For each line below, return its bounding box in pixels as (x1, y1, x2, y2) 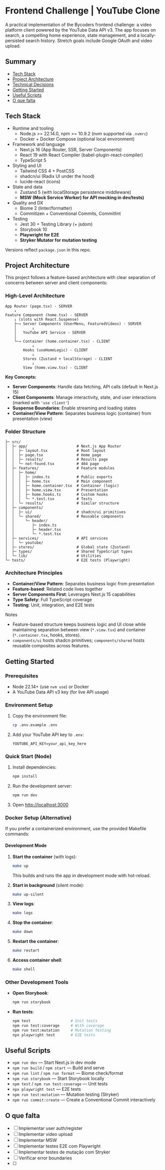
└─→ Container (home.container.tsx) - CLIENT (14, 339, 111, 344)
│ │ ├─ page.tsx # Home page (5, 452, 101, 457)
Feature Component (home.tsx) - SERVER (5, 312, 88, 318)
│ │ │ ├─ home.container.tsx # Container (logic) (5, 483, 120, 488)
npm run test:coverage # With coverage (12, 1023, 105, 1028)
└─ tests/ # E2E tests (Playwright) (5, 558, 131, 563)
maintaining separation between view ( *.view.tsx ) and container (12, 627, 146, 633)
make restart (12, 948, 40, 953)
